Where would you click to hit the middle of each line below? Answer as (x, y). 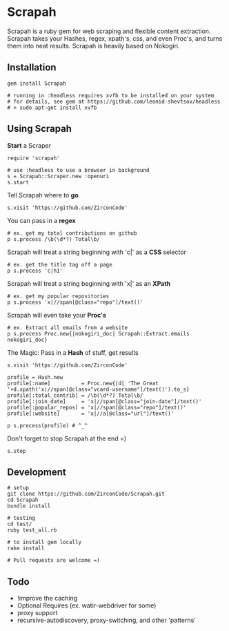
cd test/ (20, 524)
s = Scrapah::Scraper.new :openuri (58, 176)
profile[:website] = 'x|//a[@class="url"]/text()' (91, 414)
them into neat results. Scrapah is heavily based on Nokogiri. (93, 46)
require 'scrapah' (33, 158)
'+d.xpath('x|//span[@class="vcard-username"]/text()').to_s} (98, 389)
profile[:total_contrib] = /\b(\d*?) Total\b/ (75, 395)
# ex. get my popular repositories (58, 296)
